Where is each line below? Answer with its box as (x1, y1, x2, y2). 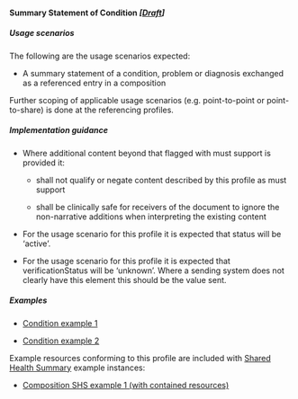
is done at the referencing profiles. (45, 104, 174, 115)
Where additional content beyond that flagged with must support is (22, 147, 272, 158)
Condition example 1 (22, 317, 98, 328)
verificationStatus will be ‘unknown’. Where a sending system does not (22, 265, 285, 276)
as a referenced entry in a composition (22, 77, 167, 88)
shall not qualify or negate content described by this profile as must (35, 174, 287, 185)
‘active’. (22, 238, 51, 249)
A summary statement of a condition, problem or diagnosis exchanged (22, 67, 284, 78)
